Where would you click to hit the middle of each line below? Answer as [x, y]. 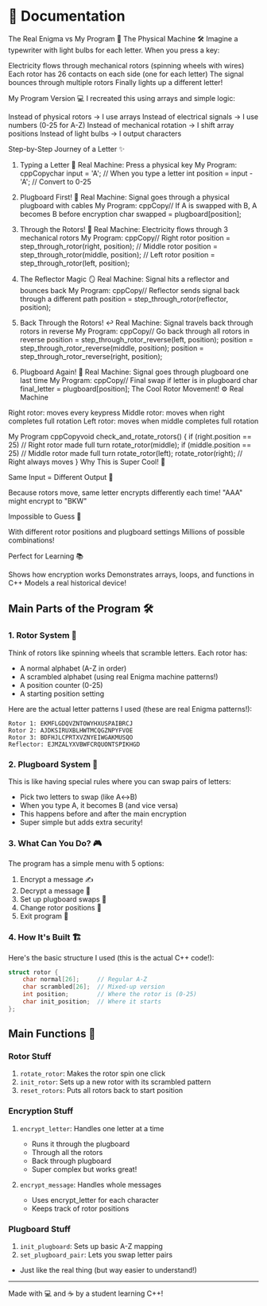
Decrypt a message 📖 [55, 891]
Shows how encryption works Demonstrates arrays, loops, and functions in [131, 574]
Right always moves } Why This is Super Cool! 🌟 [87, 462]
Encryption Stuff [41, 1111]
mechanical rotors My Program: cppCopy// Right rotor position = [125, 238]
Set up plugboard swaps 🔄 [63, 899]
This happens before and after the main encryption [103, 813]
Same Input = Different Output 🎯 [61, 477]
